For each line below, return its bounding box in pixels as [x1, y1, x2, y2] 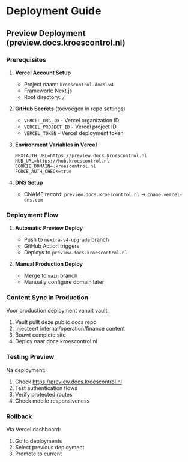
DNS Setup [14, 179, 43, 186]
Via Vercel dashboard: [6, 426, 61, 433]
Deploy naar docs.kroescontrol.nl [14, 338, 97, 345]
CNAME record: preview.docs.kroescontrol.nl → [23, 190, 146, 197]
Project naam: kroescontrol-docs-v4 [23, 80, 114, 88]
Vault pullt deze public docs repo [14, 319, 97, 326]
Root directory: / [23, 93, 65, 100]
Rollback [6, 412, 32, 421]
